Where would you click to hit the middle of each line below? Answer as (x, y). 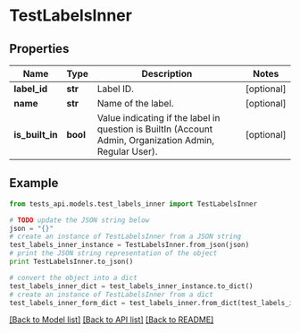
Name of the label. (135, 103)
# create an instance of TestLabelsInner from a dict (112, 295)
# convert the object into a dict (74, 277)
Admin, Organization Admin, (156, 140)
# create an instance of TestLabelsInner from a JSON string (125, 237)
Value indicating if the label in (158, 118)
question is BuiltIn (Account (154, 129)
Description (167, 74)
